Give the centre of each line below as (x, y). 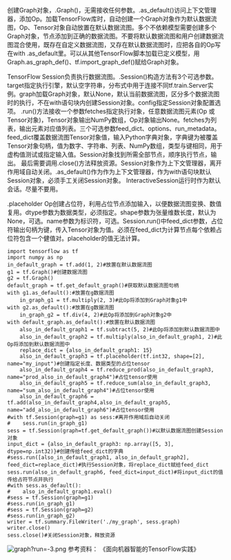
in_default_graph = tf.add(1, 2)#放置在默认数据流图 (80, 265)
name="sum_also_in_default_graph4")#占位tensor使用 (81, 391)
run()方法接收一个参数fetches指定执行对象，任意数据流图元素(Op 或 (119, 111)
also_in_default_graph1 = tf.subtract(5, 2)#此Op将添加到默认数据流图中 (120, 330)
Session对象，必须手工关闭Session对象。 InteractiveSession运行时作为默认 (114, 180)
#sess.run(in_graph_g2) (41, 516)
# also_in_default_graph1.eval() (60, 492)
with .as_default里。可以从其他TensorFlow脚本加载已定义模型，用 (106, 53)
